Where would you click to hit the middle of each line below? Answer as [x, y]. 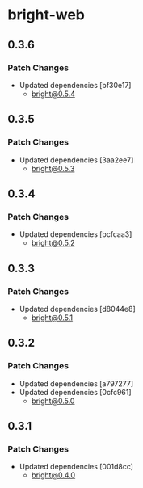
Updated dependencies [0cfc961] [75, 392]
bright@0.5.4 [53, 94]
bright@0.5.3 [53, 168]
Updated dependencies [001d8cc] [76, 467]
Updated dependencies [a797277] [76, 383]
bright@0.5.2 [53, 243]
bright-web [46, 15]
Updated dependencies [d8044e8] [77, 309]
